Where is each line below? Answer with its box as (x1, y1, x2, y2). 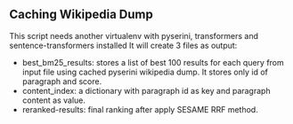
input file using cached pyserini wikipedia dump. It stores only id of (21, 66, 269, 77)
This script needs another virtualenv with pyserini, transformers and (9, 30, 259, 41)
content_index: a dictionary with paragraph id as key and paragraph (21, 85, 271, 96)
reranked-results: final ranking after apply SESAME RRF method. (21, 104, 258, 114)
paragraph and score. (21, 75, 102, 87)
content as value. (21, 95, 86, 105)
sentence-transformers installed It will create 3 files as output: (9, 40, 238, 50)
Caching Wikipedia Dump (9, 7, 153, 22)
